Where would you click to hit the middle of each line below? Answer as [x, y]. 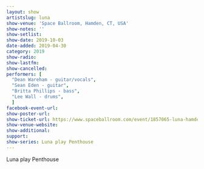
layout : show [23, 12]
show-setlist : [24, 35]
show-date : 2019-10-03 [35, 40]
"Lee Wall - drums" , [38, 97]
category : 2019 [25, 52]
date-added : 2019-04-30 [36, 46]
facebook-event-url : [32, 108]
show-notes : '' [25, 29]
